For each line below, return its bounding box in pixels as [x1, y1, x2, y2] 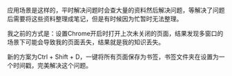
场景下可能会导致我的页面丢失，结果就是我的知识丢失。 [7, 38, 164, 46]
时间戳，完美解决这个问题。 [12, 61, 92, 69]
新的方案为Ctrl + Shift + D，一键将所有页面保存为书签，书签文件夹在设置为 [7, 53, 219, 61]
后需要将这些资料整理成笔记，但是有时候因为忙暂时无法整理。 [7, 15, 183, 23]
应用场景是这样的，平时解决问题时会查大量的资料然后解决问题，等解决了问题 [7, 6, 225, 14]
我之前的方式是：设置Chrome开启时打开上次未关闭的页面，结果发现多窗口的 [7, 30, 224, 37]
